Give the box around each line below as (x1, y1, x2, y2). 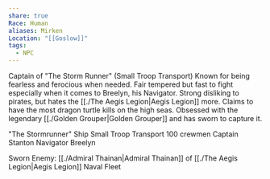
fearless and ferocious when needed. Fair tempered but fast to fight (8, 79, 234, 89)
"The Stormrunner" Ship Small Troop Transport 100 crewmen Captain (8, 129, 239, 139)
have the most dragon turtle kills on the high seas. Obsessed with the (8, 105, 239, 115)
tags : (8, 42, 27, 50)
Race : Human (8, 19, 48, 27)
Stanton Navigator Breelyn (8, 138, 96, 147)
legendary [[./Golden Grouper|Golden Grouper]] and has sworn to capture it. (8, 114, 263, 123)
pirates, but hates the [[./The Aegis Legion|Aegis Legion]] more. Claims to (8, 97, 254, 106)
